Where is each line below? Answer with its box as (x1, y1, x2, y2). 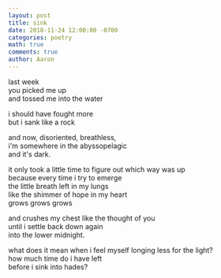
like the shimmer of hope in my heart (8, 190, 128, 199)
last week (8, 76, 39, 87)
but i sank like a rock (8, 117, 76, 127)
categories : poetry (8, 33, 73, 42)
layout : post (8, 11, 51, 20)
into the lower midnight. (8, 230, 85, 239)
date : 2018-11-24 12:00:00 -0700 (8, 26, 118, 34)
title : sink (8, 19, 47, 27)
